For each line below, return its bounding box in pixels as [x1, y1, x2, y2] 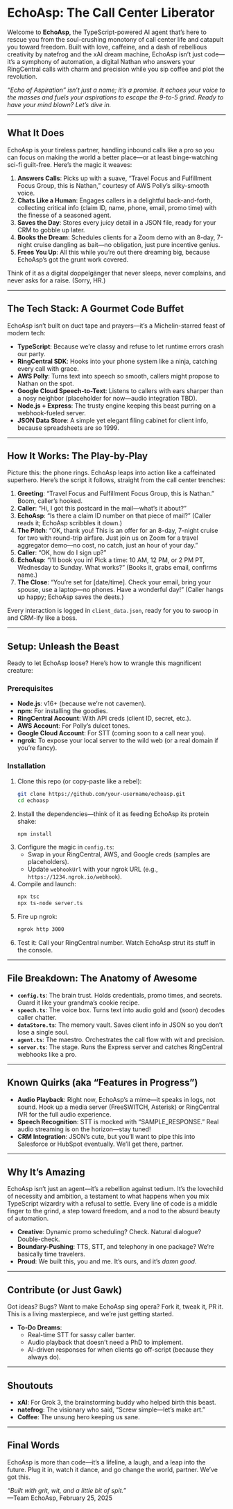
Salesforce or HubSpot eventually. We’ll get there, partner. [17, 1140, 184, 1148]
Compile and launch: [17, 880, 76, 888]
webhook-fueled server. [17, 408, 87, 417]
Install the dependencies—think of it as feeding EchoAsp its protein [17, 809, 209, 818]
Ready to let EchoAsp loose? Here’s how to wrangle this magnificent [7, 659, 202, 667]
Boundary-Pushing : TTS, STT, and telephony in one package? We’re [17, 1243, 215, 1251]
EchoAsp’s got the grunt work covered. [17, 255, 129, 264]
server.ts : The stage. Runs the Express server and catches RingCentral [17, 1042, 223, 1051]
